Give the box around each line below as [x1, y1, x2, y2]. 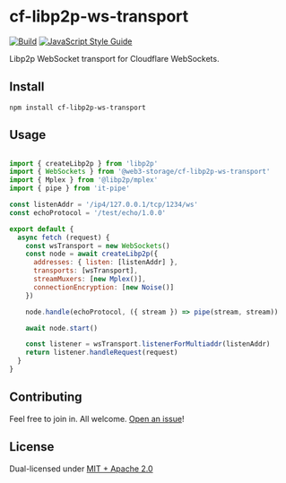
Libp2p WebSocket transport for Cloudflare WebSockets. [9, 53, 220, 64]
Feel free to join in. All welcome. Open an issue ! [9, 413, 185, 424]
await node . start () [25, 323, 99, 332]
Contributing [9, 390, 82, 405]
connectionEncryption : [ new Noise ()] [32, 282, 175, 292]
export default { [9, 224, 74, 234]
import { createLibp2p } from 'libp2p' [9, 159, 159, 168]
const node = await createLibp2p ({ [25, 249, 159, 259]
